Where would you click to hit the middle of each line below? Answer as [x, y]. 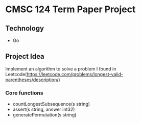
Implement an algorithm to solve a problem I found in [61, 69]
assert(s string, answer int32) [44, 109]
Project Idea [25, 56]
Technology [25, 28]
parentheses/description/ [32, 80]
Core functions [24, 93]
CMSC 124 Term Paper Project [70, 9]
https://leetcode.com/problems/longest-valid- [75, 74]
